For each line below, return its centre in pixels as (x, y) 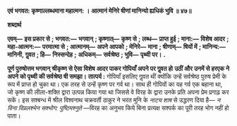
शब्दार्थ (14, 25)
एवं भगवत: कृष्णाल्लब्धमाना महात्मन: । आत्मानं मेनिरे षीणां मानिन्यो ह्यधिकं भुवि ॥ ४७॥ (99, 11)
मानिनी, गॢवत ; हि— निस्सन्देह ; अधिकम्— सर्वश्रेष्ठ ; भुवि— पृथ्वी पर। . (86, 55)
